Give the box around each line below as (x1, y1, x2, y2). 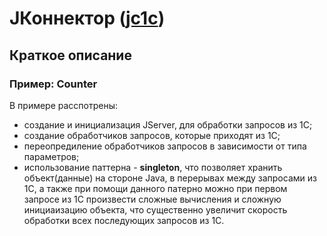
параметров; (23, 150, 80, 162)
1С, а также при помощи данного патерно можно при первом (23, 182, 288, 194)
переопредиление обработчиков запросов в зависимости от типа (23, 140, 307, 152)
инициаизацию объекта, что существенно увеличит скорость (23, 203, 288, 216)
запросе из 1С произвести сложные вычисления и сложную (23, 193, 282, 205)
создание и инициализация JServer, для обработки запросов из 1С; (23, 118, 313, 131)
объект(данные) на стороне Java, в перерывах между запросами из (23, 172, 317, 184)
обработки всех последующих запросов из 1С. (23, 214, 225, 226)
